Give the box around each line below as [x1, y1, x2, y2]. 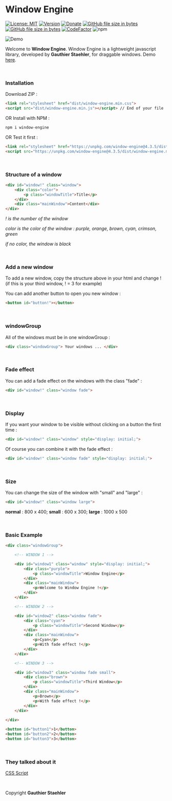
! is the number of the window [5, 216, 68, 222]
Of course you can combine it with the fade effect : [5, 446, 113, 452]
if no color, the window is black [5, 241, 71, 247]
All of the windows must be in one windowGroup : [5, 334, 110, 340]
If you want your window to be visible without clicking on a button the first [5, 421, 161, 427]
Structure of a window [5, 171, 62, 178]
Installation [5, 79, 34, 87]
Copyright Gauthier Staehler [5, 790, 66, 796]
